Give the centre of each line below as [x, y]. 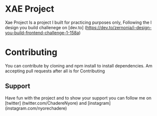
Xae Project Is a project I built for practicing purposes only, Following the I [78, 22]
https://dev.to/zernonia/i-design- [119, 27]
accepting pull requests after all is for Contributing [55, 71]
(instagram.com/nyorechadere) [36, 108]
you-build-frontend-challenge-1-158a [42, 33]
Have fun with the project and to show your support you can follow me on [78, 98]
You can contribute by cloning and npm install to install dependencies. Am [79, 66]
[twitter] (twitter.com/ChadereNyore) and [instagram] [58, 103]
